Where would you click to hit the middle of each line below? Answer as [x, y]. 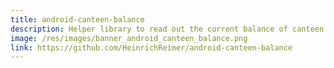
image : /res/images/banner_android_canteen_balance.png [129, 38]
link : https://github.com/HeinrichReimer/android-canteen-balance [151, 47]
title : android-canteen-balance [77, 19]
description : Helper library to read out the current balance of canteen [167, 29]
